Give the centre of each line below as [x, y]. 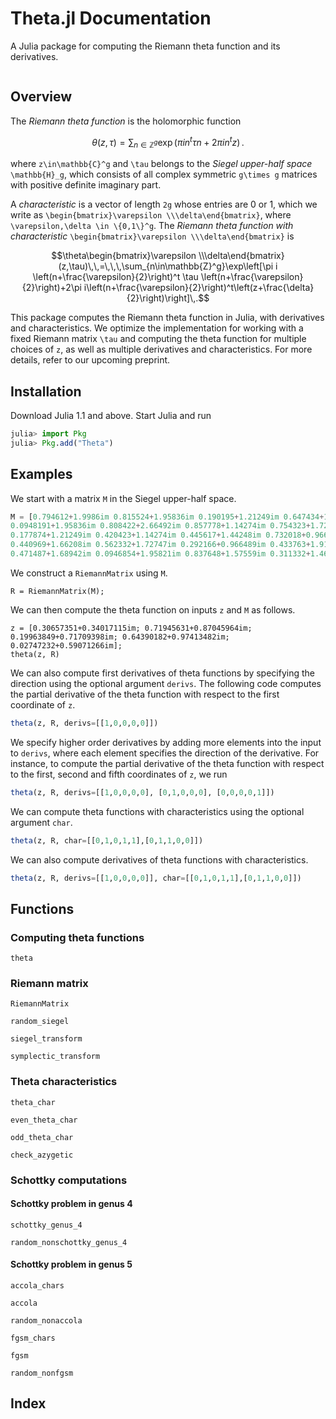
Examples [41, 474]
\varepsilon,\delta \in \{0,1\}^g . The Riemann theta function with [152, 226]
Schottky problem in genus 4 [71, 1204]
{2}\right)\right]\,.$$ [168, 298]
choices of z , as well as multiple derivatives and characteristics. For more [161, 349]
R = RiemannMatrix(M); [57, 591]
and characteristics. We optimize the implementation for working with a [157, 328]
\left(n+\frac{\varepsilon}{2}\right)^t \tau [115, 277]
